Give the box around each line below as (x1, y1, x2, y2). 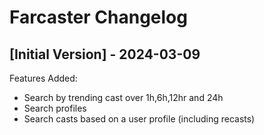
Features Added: (9, 72, 78, 84)
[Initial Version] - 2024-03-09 (9, 46, 201, 63)
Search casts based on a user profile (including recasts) (23, 113, 256, 125)
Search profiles (23, 102, 87, 114)
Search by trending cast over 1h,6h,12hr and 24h (23, 92, 224, 103)
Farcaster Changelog (9, 6, 188, 29)
